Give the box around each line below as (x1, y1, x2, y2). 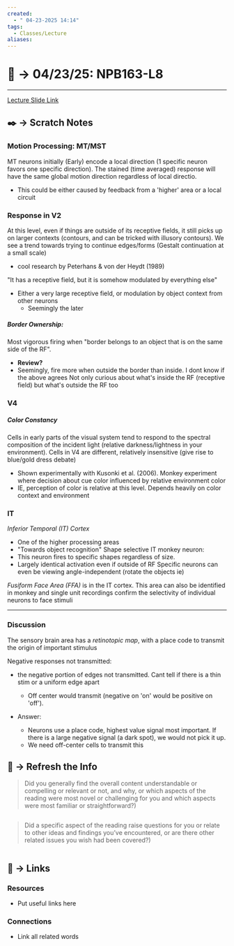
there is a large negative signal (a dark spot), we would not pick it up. (27, 733, 226, 741)
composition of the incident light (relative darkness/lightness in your (7, 441, 203, 449)
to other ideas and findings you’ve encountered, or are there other (24, 829, 214, 837)
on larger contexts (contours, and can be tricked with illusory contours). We (7, 234, 224, 242)
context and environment (17, 491, 90, 499)
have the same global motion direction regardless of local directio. (7, 172, 197, 180)
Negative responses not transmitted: (7, 657, 112, 665)
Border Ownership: (7, 320, 64, 328)
